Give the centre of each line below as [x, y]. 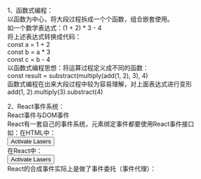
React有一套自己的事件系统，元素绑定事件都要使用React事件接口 [101, 124]
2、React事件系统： [36, 106]
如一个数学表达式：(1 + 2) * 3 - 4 [54, 28]
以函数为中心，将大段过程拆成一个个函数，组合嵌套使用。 [90, 19]
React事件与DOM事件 [38, 115]
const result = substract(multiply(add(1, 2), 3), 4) [78, 75]
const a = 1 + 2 [29, 45]
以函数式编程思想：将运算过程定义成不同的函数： [78, 68]
